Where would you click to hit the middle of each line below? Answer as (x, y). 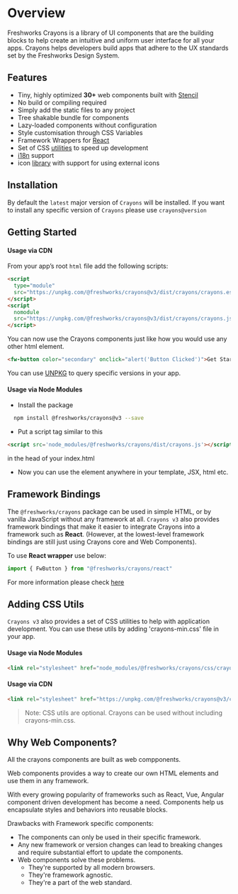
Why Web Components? (62, 743)
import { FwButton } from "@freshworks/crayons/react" (90, 569)
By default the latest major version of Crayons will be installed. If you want (116, 202)
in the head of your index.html (51, 458)
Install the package (45, 405)
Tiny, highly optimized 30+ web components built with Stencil (108, 95)
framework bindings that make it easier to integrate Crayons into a (104, 527)
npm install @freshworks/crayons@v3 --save (79, 418)
